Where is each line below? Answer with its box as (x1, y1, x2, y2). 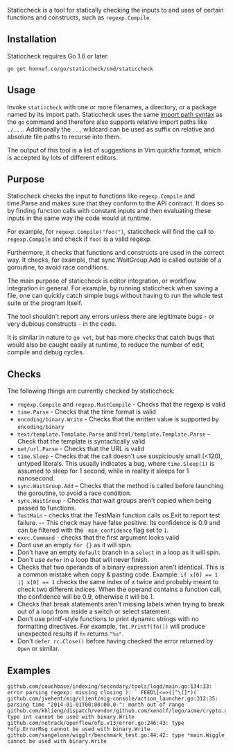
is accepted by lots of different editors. (7, 153, 118, 162)
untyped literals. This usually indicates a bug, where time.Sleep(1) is (17, 460, 215, 468)
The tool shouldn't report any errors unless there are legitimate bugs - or (7, 313, 215, 321)
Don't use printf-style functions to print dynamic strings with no (17, 615, 199, 623)
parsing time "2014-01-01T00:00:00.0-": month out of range (7, 701, 185, 709)
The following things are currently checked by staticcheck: (7, 386, 175, 395)
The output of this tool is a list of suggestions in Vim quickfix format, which (7, 146, 221, 154)
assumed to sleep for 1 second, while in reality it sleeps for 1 (17, 467, 189, 476)
